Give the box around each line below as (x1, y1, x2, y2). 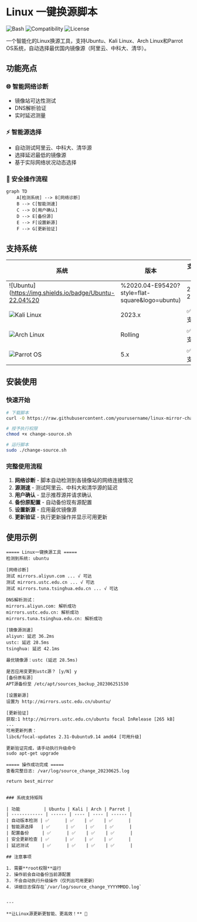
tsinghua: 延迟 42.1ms (6, 646, 60, 652)
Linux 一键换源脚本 (6, 5, 98, 19)
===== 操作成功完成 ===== (6, 762, 64, 768)
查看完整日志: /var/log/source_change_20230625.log (6, 768, 130, 774)
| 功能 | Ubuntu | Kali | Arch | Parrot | (6, 806, 131, 812)
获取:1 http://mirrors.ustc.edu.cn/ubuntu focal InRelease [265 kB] (6, 716, 175, 722)
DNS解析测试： (6, 597, 36, 603)
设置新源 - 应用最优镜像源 (14, 506, 77, 513)
